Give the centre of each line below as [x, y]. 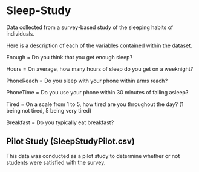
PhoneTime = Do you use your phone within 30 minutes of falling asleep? [97, 92]
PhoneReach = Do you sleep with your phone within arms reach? [87, 81]
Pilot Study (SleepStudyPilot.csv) [70, 141]
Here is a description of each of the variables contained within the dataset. [99, 45]
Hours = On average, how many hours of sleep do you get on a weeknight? [100, 69]
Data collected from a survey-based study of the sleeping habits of [90, 27]
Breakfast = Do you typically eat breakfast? [60, 122]
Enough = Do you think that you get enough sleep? [70, 57]
